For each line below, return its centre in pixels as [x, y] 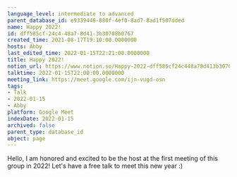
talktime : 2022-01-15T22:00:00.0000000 [66, 73]
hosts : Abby [25, 47]
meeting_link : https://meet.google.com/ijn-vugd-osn [86, 79]
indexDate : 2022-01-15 [41, 118]
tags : [15, 86]
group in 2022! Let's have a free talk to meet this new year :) [95, 166]
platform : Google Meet [41, 112]
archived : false [31, 125]
